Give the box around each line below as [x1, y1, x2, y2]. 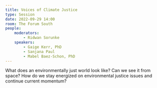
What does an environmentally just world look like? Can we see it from [5, 67, 151, 73]
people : [5, 26, 22, 31]
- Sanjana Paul [23, 49, 55, 54]
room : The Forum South [5, 21, 53, 26]
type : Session [5, 12, 35, 17]
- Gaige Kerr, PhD [23, 44, 62, 49]
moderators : [14, 30, 39, 35]
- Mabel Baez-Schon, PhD [23, 53, 75, 59]
